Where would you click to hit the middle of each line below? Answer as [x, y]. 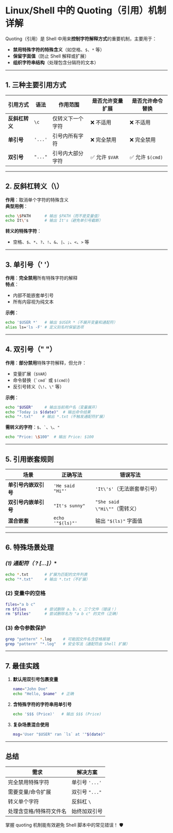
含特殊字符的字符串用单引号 [42, 704]
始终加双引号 [87, 811]
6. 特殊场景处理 [30, 548]
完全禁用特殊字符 [29, 782]
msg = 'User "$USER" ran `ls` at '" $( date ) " [59, 734]
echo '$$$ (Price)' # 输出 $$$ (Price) [57, 714]
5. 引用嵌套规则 [30, 459]
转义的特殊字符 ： [23, 231]
